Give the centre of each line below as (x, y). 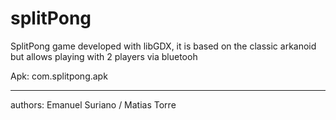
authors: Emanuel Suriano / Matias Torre (93, 104)
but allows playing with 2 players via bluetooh (104, 56)
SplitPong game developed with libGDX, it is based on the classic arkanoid (163, 46)
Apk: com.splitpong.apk (59, 76)
